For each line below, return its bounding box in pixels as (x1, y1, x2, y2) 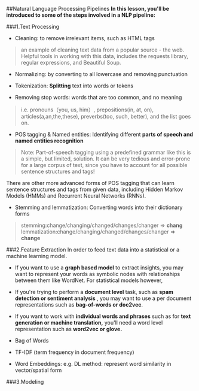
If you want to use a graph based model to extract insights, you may (14, 264, 184, 271)
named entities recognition (14, 137, 84, 144)
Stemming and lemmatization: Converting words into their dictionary (14, 204, 183, 211)
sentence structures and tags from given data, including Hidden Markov (6, 186, 183, 193)
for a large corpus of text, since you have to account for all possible (20, 162, 188, 168)
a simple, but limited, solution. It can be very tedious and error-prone (20, 155, 191, 162)
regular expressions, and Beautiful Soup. (20, 59, 121, 66)
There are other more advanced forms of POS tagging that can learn (6, 180, 175, 186)
